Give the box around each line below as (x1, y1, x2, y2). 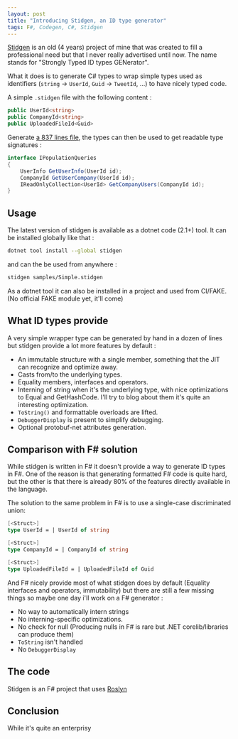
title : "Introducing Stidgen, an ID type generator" (7, 17, 167, 24)
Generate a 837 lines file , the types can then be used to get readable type (7, 133, 224, 141)
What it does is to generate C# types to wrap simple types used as (7, 72, 202, 80)
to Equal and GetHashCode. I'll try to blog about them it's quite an (17, 392, 210, 401)
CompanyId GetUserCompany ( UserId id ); (20, 174, 135, 181)
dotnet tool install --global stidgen (7, 247, 122, 254)
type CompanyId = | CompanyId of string (7, 546, 129, 554)
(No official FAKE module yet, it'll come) (7, 294, 124, 303)
